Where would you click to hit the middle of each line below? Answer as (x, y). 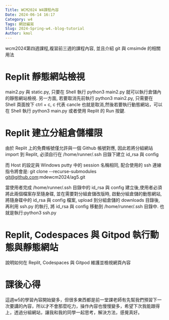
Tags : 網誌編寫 (20, 24)
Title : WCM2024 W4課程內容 (32, 10)
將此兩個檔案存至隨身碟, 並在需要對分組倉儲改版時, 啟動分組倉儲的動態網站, (83, 194)
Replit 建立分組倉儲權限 (54, 133)
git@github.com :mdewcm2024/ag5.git (45, 177)
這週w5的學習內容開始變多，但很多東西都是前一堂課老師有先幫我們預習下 (81, 300)
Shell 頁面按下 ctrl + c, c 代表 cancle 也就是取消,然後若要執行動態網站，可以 (84, 104)
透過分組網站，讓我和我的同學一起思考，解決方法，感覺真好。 (78, 312)
